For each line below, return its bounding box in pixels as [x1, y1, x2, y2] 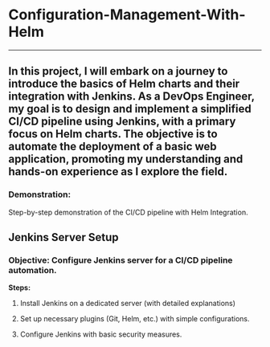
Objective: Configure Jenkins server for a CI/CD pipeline [8, 255, 233, 266]
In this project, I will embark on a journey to [8, 64, 228, 78]
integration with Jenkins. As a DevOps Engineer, [8, 90, 255, 104]
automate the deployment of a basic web [8, 140, 217, 153]
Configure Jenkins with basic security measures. [19, 329, 182, 339]
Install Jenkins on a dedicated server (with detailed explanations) [19, 299, 235, 308]
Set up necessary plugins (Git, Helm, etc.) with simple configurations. [19, 314, 250, 324]
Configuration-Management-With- [8, 6, 247, 24]
